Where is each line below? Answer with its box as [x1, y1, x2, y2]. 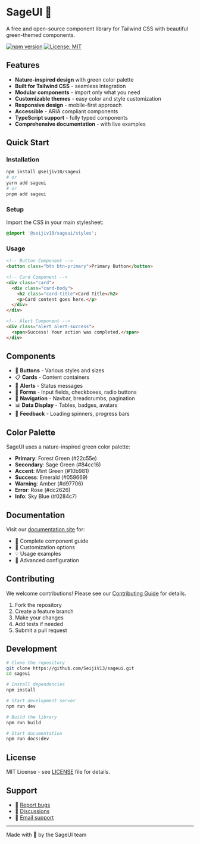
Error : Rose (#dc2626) [14, 487, 71, 494]
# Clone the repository [6, 659, 65, 666]
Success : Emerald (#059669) [14, 474, 88, 481]
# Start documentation [6, 730, 62, 736]
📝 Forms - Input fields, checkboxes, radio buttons [14, 388, 137, 395]
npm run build [6, 720, 42, 725]
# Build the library [6, 714, 58, 720]
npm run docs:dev [6, 736, 49, 742]
